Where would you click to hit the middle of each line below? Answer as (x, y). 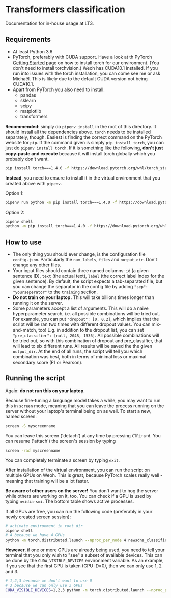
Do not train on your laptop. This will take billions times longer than (83, 297)
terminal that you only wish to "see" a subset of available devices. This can (84, 555)
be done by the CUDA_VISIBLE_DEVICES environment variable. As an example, (84, 561)
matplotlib (31, 111)
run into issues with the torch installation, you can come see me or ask (87, 73)
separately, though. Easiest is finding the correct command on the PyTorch (84, 137)
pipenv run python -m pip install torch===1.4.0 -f (61, 202)
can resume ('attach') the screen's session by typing (61, 441)
